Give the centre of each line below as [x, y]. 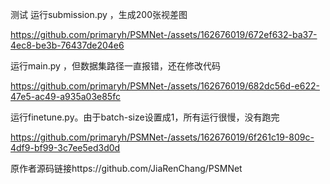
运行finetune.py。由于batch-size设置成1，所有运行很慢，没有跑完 [145, 117]
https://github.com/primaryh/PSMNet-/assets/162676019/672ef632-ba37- [164, 34]
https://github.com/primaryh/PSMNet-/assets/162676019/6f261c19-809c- [162, 137]
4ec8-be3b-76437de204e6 [67, 45]
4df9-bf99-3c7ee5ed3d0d [65, 147]
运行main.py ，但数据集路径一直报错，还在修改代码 [115, 66]
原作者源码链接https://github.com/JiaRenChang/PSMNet [126, 168]
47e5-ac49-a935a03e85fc [65, 96]
